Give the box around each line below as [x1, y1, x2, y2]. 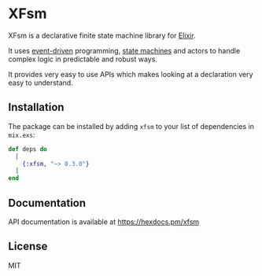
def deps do [8, 145, 47, 153]
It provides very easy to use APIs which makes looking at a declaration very [8, 69, 253, 79]
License [8, 240, 48, 253]
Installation [8, 101, 65, 114]
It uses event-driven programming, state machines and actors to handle [8, 46, 241, 55]
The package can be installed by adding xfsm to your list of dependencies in [8, 121, 254, 131]
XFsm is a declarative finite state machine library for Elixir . [8, 31, 196, 40]
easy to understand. [8, 78, 73, 87]
